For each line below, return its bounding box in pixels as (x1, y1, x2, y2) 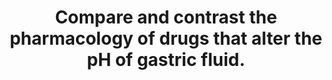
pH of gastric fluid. (86, 49, 246, 71)
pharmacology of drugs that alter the (9, 27, 323, 50)
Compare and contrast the (54, 6, 278, 29)
